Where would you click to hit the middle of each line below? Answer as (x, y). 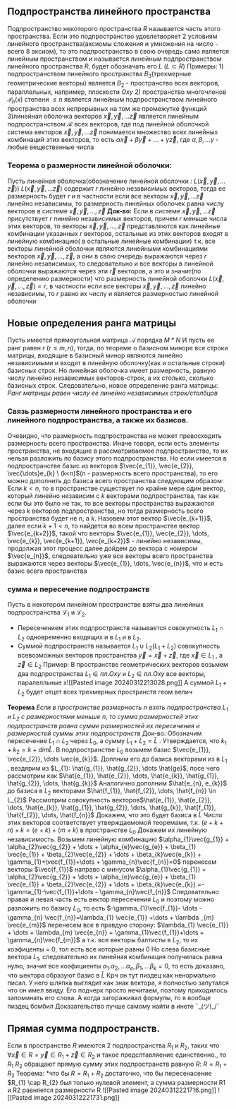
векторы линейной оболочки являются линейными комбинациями (107, 248)
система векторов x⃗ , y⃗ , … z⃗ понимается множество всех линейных (113, 132)
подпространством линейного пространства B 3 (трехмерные (99, 75)
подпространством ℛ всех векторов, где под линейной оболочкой (108, 124)
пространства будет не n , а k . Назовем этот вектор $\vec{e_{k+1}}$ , (110, 518)
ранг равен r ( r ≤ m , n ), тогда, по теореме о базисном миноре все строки (118, 348)
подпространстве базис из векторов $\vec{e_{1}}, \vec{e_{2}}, (100, 465)
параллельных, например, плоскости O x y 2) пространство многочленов (117, 92)
